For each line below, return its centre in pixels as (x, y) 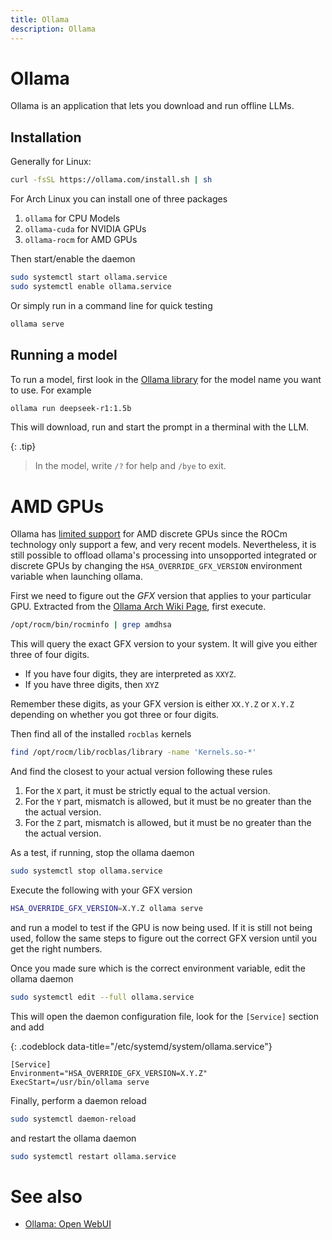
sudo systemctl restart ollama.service (93, 1156)
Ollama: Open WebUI (68, 1224)
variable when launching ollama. (76, 577)
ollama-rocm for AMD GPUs (81, 240)
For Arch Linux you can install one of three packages (119, 199)
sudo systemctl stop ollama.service (86, 871)
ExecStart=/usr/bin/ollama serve (80, 1082)
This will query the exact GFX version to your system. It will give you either (164, 644)
